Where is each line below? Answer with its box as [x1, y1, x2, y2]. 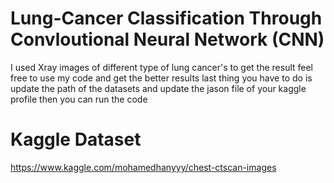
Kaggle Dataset [10, 128, 142, 151]
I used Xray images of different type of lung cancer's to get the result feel [10, 61, 314, 73]
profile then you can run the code [10, 93, 148, 105]
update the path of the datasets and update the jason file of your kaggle [10, 82, 307, 94]
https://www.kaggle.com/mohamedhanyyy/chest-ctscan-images [10, 161, 277, 173]
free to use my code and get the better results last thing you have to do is [10, 72, 313, 84]
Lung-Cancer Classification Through [10, 7, 323, 30]
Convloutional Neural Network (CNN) [10, 28, 325, 51]
